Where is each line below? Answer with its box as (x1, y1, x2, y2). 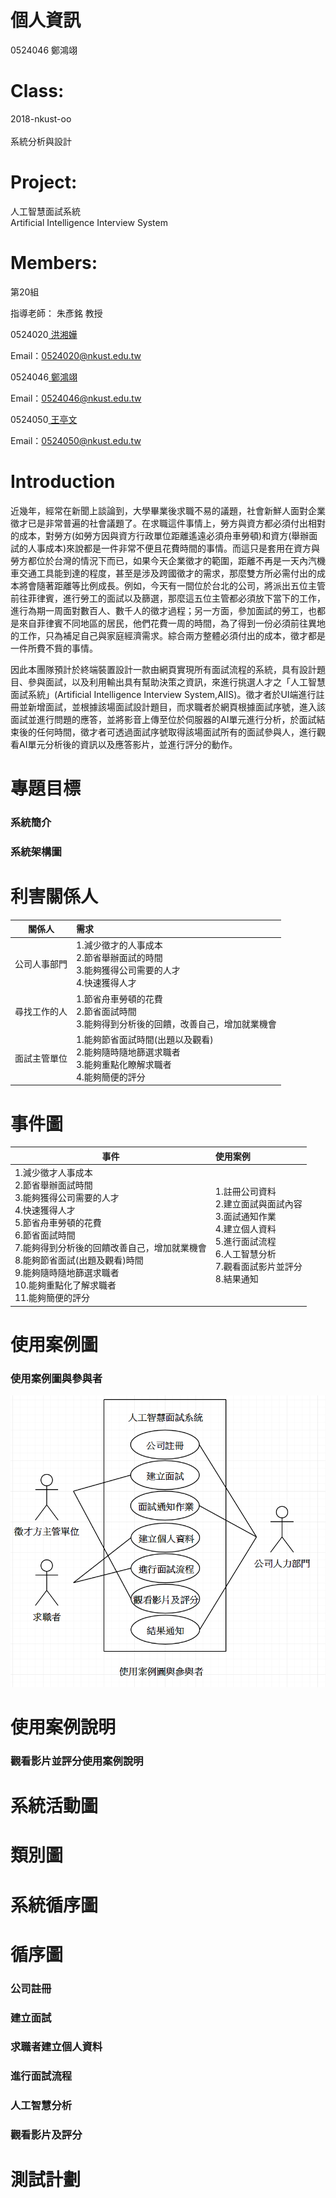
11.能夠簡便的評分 (14, 1292, 90, 1304)
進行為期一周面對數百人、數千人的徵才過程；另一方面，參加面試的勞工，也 (10, 604, 317, 616)
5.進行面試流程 (214, 1236, 277, 1248)
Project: (10, 171, 78, 194)
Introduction (10, 470, 116, 493)
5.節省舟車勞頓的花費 (14, 1217, 102, 1229)
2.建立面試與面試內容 (214, 1198, 303, 1210)
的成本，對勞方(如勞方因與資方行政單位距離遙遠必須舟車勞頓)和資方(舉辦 (10, 529, 310, 541)
